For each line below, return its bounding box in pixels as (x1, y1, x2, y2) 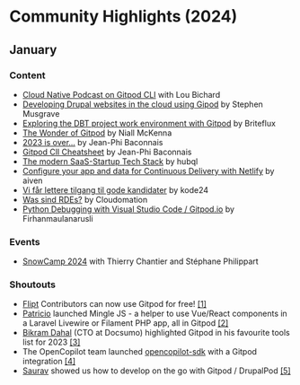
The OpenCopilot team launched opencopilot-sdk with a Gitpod (22, 346, 258, 357)
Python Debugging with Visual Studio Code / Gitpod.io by (22, 204, 235, 214)
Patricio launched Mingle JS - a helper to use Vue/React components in (22, 308, 287, 319)
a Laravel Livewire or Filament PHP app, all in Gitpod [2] (22, 318, 229, 328)
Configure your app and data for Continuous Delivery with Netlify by (22, 165, 275, 176)
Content (9, 69, 47, 82)
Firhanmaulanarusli (22, 213, 93, 223)
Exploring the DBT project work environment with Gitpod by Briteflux (22, 118, 277, 128)
